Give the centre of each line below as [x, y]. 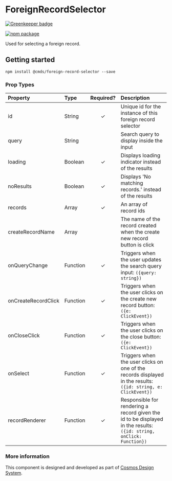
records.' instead [141, 190]
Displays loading [141, 155]
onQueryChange [28, 265]
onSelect [19, 373]
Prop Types [20, 84]
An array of [134, 204]
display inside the [142, 141]
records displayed [142, 375]
